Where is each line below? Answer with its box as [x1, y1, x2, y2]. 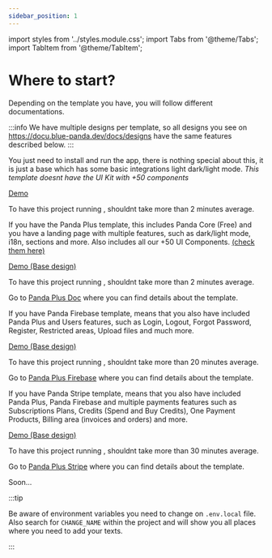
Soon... [8, 477, 32, 487]
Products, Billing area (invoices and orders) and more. [8, 414, 189, 424]
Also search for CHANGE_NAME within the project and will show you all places [8, 517, 257, 527]
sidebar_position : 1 [8, 11, 79, 20]
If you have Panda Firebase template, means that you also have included [8, 308, 251, 318]
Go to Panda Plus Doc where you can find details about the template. [8, 293, 239, 303]
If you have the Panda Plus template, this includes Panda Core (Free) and [8, 220, 253, 230]
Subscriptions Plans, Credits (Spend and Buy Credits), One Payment [8, 406, 236, 415]
